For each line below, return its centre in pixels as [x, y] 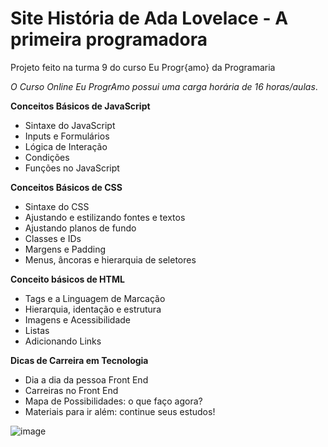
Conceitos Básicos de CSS [66, 187]
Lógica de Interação [66, 146]
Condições [47, 157]
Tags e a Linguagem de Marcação [95, 298]
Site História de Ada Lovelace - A [149, 18]
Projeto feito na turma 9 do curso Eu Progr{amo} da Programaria [143, 67]
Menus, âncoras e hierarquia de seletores [110, 259]
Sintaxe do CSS [57, 206]
